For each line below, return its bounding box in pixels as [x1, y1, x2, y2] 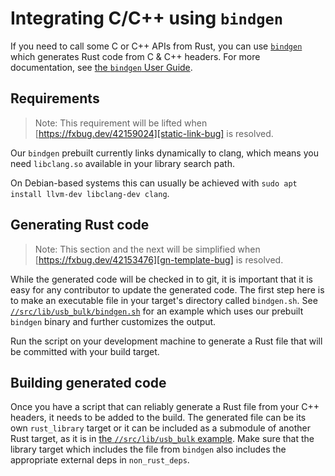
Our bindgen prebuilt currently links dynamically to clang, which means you [10, 147, 319, 159]
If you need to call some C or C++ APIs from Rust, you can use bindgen [10, 40, 303, 52]
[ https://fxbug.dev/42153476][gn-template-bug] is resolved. [34, 253, 284, 266]
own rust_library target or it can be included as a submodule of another [10, 422, 311, 434]
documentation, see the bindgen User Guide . [10, 61, 193, 73]
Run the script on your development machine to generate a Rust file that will [10, 335, 323, 347]
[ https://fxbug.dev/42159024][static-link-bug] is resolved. [34, 127, 274, 139]
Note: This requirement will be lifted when [34, 117, 208, 129]
